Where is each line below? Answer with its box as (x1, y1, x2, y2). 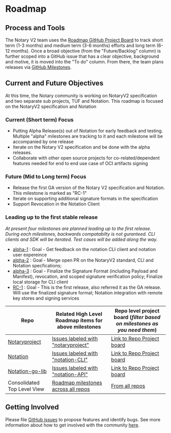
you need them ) (117, 326, 157, 333)
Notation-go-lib (8, 368, 47, 375)
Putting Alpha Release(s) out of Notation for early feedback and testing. (12, 128, 163, 134)
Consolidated (8, 379, 40, 386)
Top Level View (8, 385, 45, 393)
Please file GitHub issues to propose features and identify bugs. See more (5, 416, 161, 422)
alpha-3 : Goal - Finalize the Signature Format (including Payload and (12, 268, 158, 274)
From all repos (111, 382, 146, 389)
